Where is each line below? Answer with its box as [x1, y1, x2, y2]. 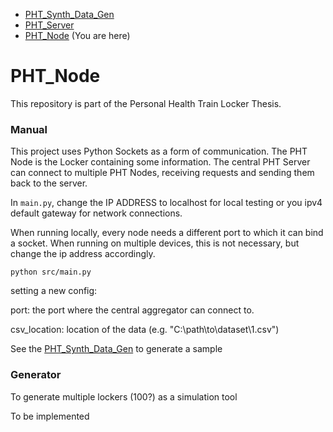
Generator [10, 368, 62, 382]
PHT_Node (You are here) [24, 30, 131, 41]
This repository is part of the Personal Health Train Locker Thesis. [10, 97, 282, 109]
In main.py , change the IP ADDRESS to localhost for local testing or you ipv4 [10, 197, 323, 209]
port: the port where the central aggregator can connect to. [10, 304, 255, 316]
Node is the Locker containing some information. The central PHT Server [10, 156, 311, 168]
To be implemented [10, 410, 90, 422]
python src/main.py [10, 267, 92, 278]
